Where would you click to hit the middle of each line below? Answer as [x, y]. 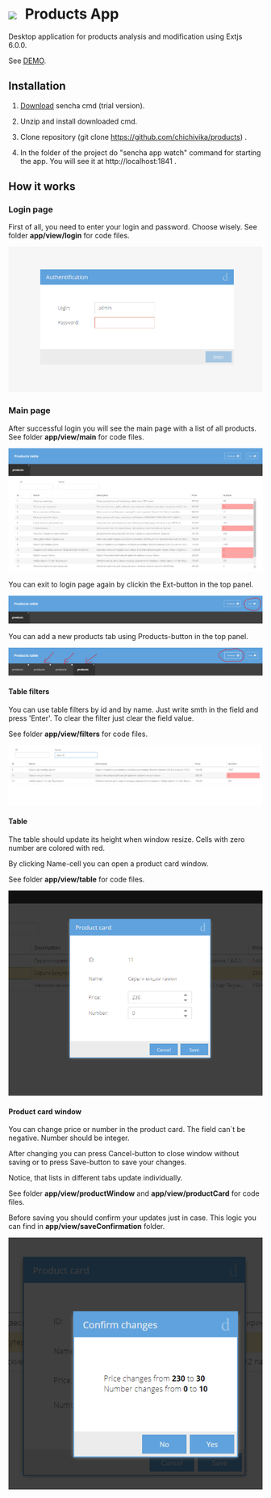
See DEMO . [27, 61]
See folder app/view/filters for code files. [78, 734]
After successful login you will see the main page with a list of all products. [132, 428]
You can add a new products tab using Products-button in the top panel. [128, 637]
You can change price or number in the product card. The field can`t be [127, 1130]
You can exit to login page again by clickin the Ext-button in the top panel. [131, 585]
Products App [72, 14]
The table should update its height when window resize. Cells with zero [127, 839]
